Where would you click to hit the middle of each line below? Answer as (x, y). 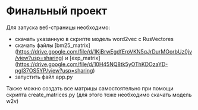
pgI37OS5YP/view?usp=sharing (54, 70)
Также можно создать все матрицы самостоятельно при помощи (90, 88)
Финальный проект (57, 11)
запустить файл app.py (44, 77)
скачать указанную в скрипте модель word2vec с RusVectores (94, 39)
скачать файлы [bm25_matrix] (52, 45)
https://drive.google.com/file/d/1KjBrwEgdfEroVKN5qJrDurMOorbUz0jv (104, 51)
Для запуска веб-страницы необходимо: (58, 27)
